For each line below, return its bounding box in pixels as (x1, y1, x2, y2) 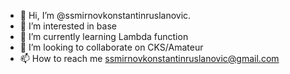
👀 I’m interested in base (19, 20, 117, 32)
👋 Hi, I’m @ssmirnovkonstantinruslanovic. (19, 10, 192, 21)
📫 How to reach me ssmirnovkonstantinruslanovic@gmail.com (19, 53, 280, 64)
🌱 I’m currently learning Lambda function (19, 31, 189, 42)
